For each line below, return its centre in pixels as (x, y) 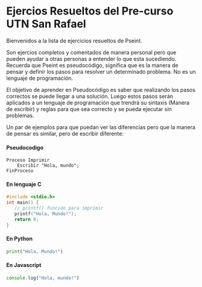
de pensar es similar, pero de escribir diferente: (65, 134)
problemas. (20, 115)
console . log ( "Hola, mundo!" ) (43, 278)
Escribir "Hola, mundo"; (48, 166)
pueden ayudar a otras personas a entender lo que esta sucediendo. (91, 59)
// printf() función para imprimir (59, 208)
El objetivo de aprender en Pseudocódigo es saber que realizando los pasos (101, 89)
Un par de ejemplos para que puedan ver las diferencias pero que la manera (101, 127)
